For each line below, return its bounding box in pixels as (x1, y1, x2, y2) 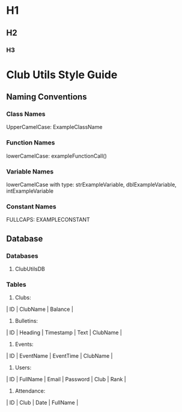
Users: (14, 364, 32, 371)
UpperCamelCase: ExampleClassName (6, 123, 103, 131)
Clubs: (14, 294, 31, 301)
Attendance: (14, 387, 46, 395)
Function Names (6, 139, 55, 147)
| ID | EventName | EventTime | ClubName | (6, 352, 113, 360)
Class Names (6, 110, 46, 118)
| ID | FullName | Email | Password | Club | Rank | (6, 376, 126, 383)
